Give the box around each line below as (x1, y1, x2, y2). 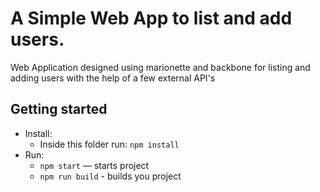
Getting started (10, 101, 108, 118)
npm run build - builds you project (39, 170, 182, 182)
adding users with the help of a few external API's (10, 72, 216, 84)
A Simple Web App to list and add (10, 7, 293, 30)
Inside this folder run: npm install (39, 138, 180, 150)
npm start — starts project (39, 159, 150, 171)
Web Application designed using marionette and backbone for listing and (10, 61, 311, 73)
